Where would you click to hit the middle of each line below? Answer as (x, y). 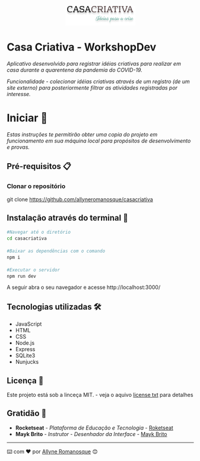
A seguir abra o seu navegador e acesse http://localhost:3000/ (84, 287)
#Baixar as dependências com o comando (56, 251)
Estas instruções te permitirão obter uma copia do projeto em (82, 134)
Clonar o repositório (36, 186)
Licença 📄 (25, 381)
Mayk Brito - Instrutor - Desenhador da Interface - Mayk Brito (91, 434)
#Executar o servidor (34, 270)
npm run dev (21, 276)
